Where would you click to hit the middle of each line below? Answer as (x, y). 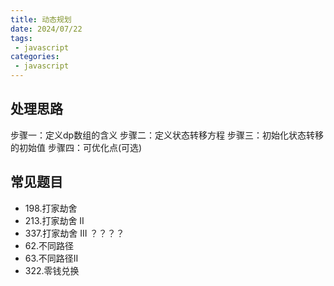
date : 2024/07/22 (46, 29)
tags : (21, 38)
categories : (35, 57)
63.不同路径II (51, 258)
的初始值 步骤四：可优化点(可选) (76, 147)
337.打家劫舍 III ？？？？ (74, 233)
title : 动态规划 (41, 19)
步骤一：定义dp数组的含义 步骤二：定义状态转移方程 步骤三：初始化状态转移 (167, 135)
